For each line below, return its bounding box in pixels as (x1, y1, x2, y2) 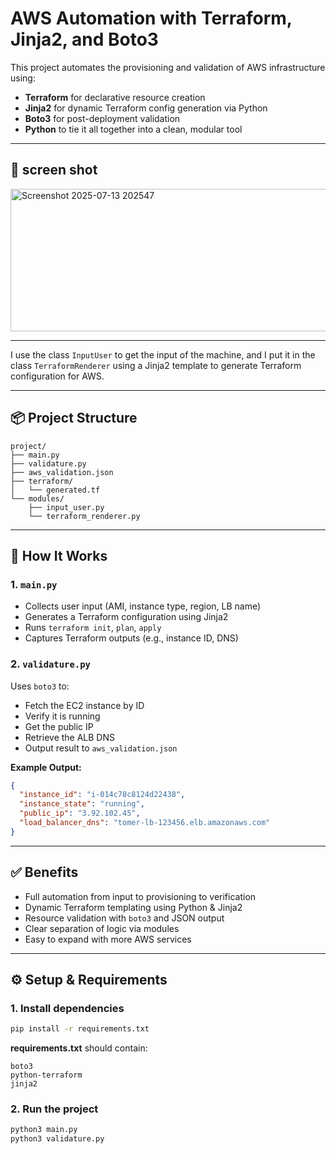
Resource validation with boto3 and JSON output (24, 912, 225, 924)
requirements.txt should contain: (10, 1042, 148, 1054)
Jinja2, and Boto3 (10, 28, 159, 51)
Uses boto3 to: (10, 680, 70, 692)
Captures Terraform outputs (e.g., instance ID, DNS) (24, 632, 239, 644)
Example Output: (10, 761, 82, 773)
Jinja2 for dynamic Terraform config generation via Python (24, 102, 268, 114)
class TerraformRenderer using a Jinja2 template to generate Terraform (10, 359, 302, 371)
